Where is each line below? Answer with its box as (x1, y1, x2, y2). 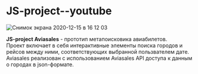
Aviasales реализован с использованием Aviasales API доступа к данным (6, 54, 193, 61)
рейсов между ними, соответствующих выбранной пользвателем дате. (6, 48, 190, 55)
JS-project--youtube (6, 4, 112, 18)
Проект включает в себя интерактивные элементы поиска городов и (6, 42, 183, 49)
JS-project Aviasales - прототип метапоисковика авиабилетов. (6, 35, 168, 42)
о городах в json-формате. (6, 61, 75, 68)
